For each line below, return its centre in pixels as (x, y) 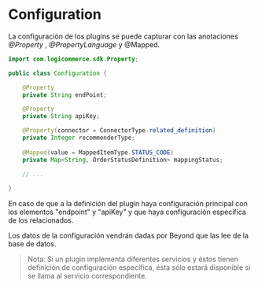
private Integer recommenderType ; (79, 138)
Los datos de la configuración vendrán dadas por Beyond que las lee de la (129, 236)
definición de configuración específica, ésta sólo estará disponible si (139, 268)
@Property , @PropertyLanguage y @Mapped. (84, 44)
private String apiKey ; (61, 116)
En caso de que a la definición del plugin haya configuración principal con (128, 204)
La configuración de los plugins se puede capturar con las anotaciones (123, 36)
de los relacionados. (41, 220)
